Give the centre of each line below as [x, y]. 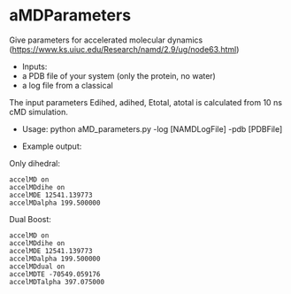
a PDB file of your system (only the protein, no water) [119, 75]
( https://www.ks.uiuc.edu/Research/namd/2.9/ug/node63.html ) [124, 49]
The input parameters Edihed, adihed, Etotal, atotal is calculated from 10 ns [146, 102]
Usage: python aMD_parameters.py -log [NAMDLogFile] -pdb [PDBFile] [152, 128]
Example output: [52, 146]
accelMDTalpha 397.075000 [57, 282]
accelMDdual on [37, 267]
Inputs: [34, 66]
